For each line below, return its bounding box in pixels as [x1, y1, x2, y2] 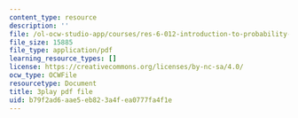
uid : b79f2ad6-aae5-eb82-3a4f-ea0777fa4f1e [9, 95, 173, 105]
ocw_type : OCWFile [9, 71, 77, 80]
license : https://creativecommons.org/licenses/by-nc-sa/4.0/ [9, 63, 244, 72]
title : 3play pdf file [9, 87, 93, 96]
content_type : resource [9, 12, 98, 22]
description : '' [9, 21, 69, 30]
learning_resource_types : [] [9, 54, 117, 63]
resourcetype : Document [9, 79, 98, 88]
